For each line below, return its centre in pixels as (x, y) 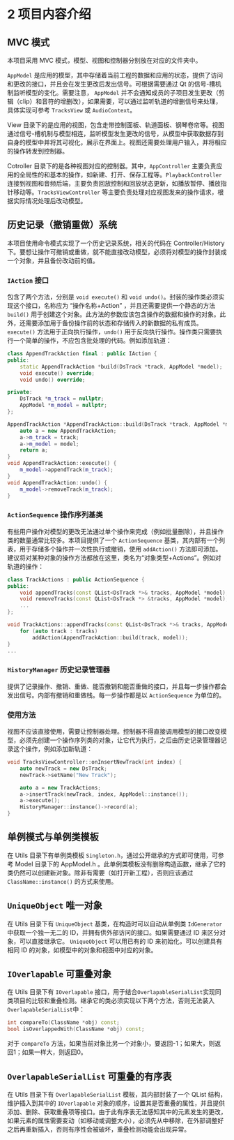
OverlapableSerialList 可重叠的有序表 (89, 1076)
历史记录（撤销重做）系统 (62, 225)
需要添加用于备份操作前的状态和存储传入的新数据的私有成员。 (114, 323)
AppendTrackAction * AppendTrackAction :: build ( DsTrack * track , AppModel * (117, 424)
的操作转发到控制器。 (38, 151)
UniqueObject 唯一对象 (55, 906)
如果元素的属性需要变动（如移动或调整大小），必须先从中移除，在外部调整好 (116, 1120)
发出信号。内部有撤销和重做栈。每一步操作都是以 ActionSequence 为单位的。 (116, 695)
